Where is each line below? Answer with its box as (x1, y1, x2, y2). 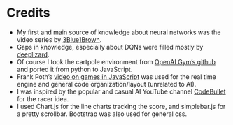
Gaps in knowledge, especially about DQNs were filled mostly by (16, 43, 204, 51)
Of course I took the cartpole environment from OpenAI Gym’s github (16, 57, 216, 66)
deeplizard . (16, 50, 50, 59)
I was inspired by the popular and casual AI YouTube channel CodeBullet (16, 87, 226, 96)
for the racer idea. (16, 94, 69, 103)
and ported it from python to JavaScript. (16, 65, 133, 73)
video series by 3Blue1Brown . (16, 35, 102, 43)
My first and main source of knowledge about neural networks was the (16, 28, 221, 36)
